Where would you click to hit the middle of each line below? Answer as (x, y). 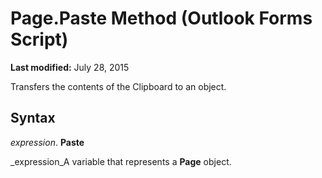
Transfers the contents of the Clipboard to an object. (118, 86)
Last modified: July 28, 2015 (70, 67)
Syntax (33, 118)
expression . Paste (47, 142)
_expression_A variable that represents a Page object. (121, 161)
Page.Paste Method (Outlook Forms (161, 18)
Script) (39, 39)
